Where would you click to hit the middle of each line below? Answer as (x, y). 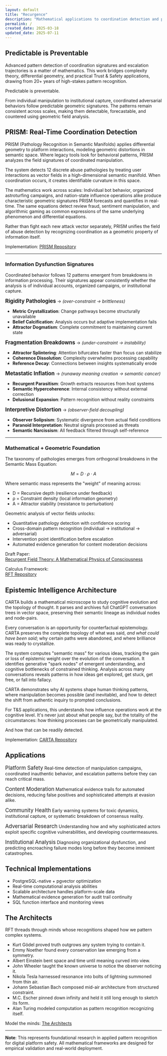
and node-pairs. (22, 618)
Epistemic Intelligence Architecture (61, 590)
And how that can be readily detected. (44, 730)
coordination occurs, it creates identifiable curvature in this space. (73, 180)
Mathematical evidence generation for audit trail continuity (72, 897)
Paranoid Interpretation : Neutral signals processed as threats (76, 425)
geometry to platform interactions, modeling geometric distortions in (75, 149)
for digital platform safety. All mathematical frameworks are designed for (80, 1043)
